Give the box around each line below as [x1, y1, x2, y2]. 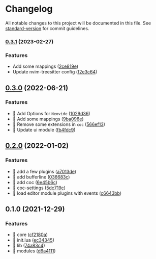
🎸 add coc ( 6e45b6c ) [12, 179, 57, 185]
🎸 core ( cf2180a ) [12, 231, 48, 238]
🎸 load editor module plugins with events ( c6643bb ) [12, 190, 122, 196]
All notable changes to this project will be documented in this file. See [5, 20, 151, 26]
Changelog [5, 3, 53, 15]
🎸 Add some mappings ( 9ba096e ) [12, 116, 84, 122]
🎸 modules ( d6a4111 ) [12, 248, 56, 254]
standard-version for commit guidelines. [5, 25, 89, 31]
